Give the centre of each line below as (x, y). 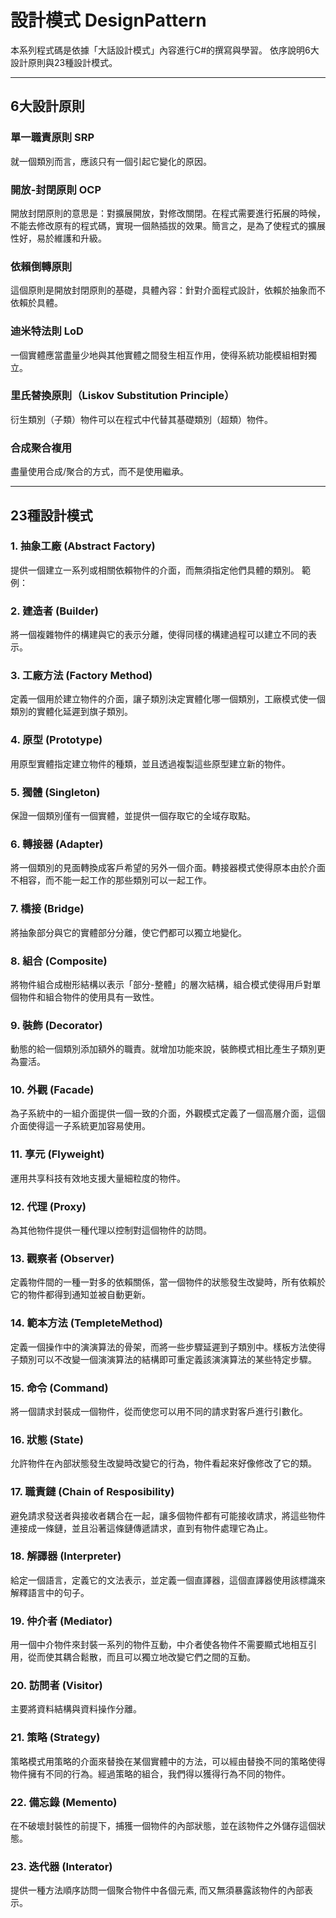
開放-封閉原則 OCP (56, 189)
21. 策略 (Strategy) (55, 1738)
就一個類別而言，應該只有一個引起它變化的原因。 (111, 161)
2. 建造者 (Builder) (55, 611)
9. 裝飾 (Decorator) (56, 1025)
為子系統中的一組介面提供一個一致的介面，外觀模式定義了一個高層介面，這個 (168, 1113)
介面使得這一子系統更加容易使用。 (80, 1126)
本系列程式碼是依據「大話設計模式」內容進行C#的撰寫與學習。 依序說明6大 (165, 50)
